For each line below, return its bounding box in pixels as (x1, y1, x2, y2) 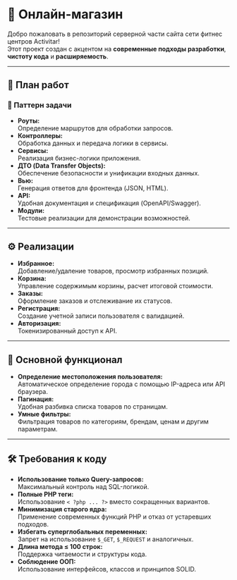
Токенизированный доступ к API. (17, 327, 118, 335)
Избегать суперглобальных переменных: (17, 528, 148, 536)
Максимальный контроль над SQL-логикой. (17, 483, 150, 491)
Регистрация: (17, 304, 61, 313)
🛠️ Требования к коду (7, 452, 107, 464)
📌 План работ (7, 79, 69, 91)
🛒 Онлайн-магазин (7, 6, 123, 23)
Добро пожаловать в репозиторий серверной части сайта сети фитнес (7, 30, 223, 38)
